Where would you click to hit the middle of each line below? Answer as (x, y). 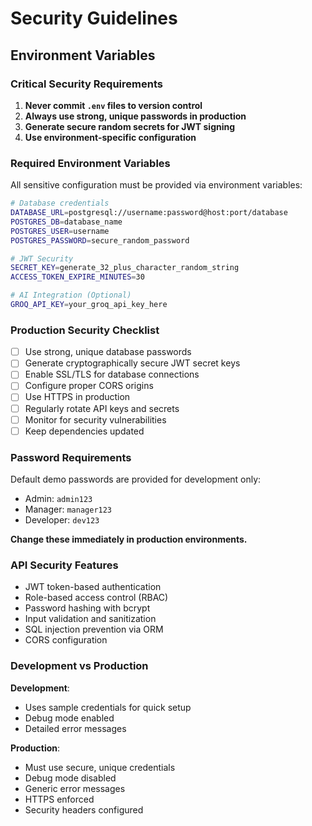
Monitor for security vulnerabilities (95, 419)
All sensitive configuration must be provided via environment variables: (156, 185)
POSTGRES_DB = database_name (66, 222)
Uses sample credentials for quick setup (108, 707)
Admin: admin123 (58, 499)
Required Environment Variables (90, 163)
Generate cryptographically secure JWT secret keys (132, 363)
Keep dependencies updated (84, 431)
